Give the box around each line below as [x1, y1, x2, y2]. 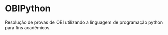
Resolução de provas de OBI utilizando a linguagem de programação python [5, 19, 163, 25]
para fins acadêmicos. [5, 24, 51, 30]
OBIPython [5, 3, 51, 14]
